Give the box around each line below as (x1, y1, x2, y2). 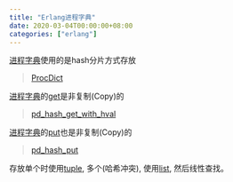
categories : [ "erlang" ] (9, 29, 98, 38)
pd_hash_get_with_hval (30, 108, 116, 120)
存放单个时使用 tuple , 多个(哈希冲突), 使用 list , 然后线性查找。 (9, 163, 229, 174)
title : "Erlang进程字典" (9, 12, 96, 22)
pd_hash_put (30, 145, 78, 155)
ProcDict (30, 73, 64, 83)
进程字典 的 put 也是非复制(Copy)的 (9, 127, 133, 138)
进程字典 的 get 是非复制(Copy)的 (9, 91, 125, 102)
